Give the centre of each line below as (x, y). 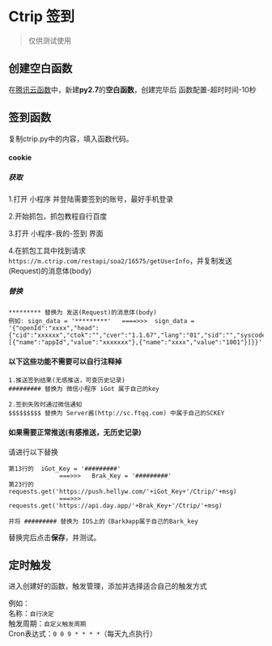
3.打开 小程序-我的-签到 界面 (56, 234)
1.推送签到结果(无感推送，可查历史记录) (67, 380)
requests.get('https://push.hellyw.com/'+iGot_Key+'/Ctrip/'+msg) (123, 491)
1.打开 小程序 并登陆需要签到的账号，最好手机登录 (91, 199)
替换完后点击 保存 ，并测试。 (55, 537)
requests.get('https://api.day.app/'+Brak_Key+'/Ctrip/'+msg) (115, 506)
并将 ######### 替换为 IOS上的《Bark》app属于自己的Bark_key (103, 521)
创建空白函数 (40, 68)
